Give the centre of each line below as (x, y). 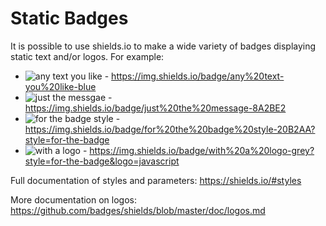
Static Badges (69, 18)
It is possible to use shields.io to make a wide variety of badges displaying (163, 46)
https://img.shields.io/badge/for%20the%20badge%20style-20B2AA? (170, 129)
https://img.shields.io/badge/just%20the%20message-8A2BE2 (155, 108)
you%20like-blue (60, 86)
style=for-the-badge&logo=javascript (102, 161)
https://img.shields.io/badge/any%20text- (198, 76)
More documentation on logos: (73, 199)
